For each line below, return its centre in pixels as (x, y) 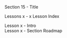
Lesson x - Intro (20, 25)
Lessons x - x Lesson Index (32, 16)
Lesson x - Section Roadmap (33, 31)
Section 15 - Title (21, 7)
